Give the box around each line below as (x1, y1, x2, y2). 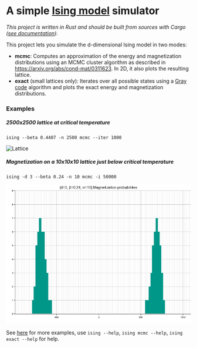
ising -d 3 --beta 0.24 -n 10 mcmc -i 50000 (6, 174, 117, 180)
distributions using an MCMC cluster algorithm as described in (14, 59, 166, 66)
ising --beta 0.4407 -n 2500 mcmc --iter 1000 (6, 134, 122, 140)
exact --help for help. (6, 335, 60, 342)
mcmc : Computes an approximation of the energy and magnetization (14, 52, 182, 59)
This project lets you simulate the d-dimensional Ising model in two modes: (6, 41, 187, 48)
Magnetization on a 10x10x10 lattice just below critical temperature (6, 158, 174, 165)
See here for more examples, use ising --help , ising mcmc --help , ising (6, 329, 183, 336)
